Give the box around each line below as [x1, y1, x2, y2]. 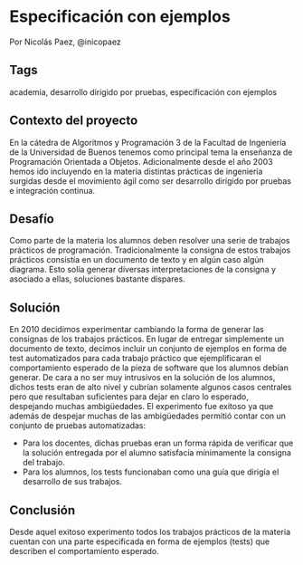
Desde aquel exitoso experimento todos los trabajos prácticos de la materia [9, 527, 291, 537]
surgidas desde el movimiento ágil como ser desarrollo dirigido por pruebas [9, 175, 292, 187]
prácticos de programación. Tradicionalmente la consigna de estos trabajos [9, 244, 291, 255]
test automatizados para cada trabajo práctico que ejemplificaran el [9, 353, 262, 364]
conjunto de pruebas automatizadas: [9, 420, 147, 431]
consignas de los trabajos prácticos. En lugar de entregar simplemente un [9, 333, 285, 345]
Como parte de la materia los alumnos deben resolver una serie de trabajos [9, 235, 290, 246]
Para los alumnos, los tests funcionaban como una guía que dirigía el [22, 466, 279, 477]
